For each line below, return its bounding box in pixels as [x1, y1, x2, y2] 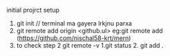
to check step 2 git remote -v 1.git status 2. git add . [16, 41, 164, 49]
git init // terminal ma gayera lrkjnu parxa [16, 19, 133, 27]
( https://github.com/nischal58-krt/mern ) [16, 34, 131, 42]
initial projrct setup [6, 6, 60, 14]
